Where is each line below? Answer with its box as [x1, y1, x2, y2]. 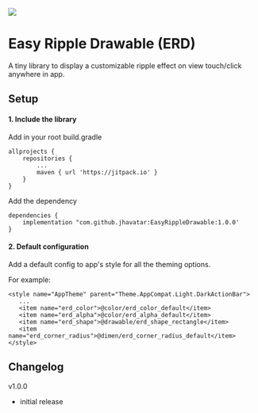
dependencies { [8, 211, 59, 220]
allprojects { [8, 147, 56, 155]
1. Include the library [8, 114, 77, 124]
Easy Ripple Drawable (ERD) [8, 35, 196, 53]
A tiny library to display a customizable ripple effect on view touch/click [8, 60, 242, 71]
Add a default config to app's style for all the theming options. [8, 259, 211, 269]
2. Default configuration [8, 242, 89, 251]
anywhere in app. [8, 69, 65, 78]
